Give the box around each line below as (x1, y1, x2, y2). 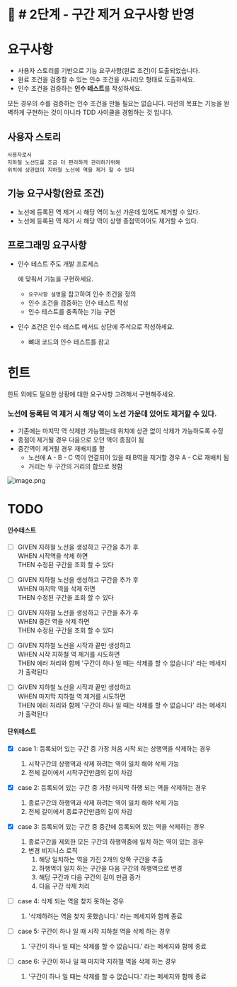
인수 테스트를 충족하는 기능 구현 (28, 307, 115, 316)
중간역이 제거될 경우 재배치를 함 (17, 444, 105, 452)
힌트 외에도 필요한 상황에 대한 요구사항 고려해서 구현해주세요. (7, 389, 175, 398)
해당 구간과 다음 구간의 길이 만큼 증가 (38, 873, 141, 881)
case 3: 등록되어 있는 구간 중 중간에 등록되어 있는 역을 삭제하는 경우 (17, 822, 205, 830)
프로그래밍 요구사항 (7, 239, 87, 252)
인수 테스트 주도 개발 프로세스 (17, 260, 99, 268)
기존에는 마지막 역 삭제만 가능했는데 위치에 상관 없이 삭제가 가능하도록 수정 (17, 426, 224, 435)
